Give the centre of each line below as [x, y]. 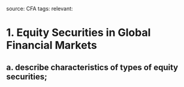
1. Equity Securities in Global [79, 33]
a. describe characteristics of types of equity [92, 67]
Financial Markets [52, 46]
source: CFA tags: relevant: [40, 9]
